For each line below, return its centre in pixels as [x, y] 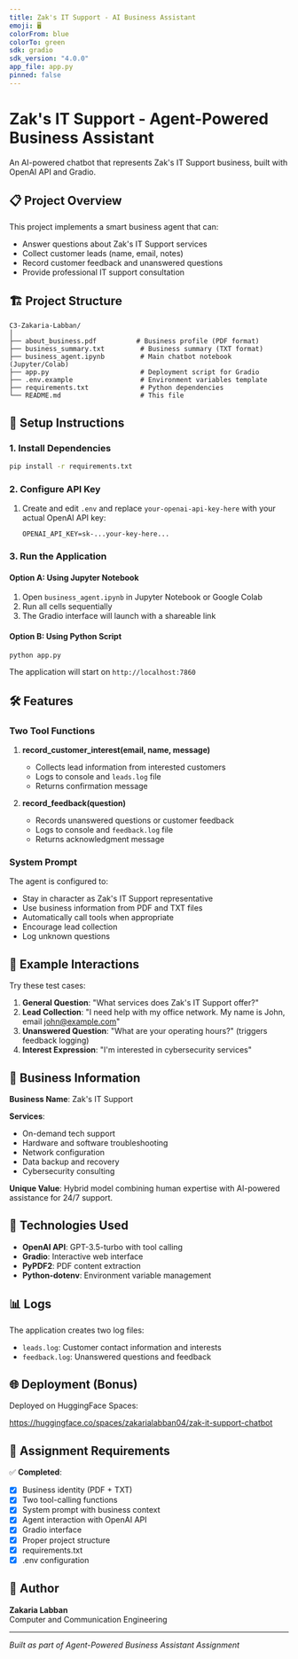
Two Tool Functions [52, 731]
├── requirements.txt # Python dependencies [117, 388]
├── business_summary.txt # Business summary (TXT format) [137, 349]
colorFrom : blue [39, 34]
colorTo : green [37, 42]
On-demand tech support [68, 1133]
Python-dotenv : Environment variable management [117, 1275]
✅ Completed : [35, 1472]
